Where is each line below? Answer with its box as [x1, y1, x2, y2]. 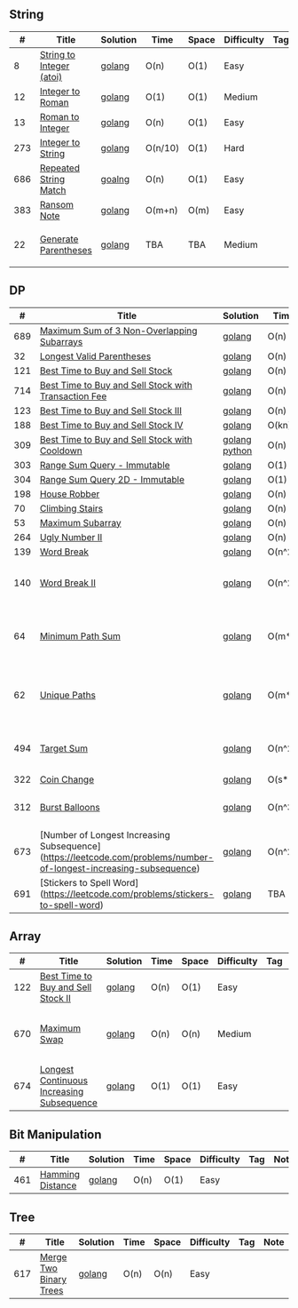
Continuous [39, 1074, 89, 1087]
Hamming [39, 1168, 81, 1181]
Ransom [39, 198, 74, 211]
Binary [39, 1273, 67, 1286]
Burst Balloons [39, 801, 100, 813]
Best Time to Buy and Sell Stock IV [39, 419, 184, 431]
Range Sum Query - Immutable [39, 459, 170, 471]
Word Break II [39, 577, 96, 589]
